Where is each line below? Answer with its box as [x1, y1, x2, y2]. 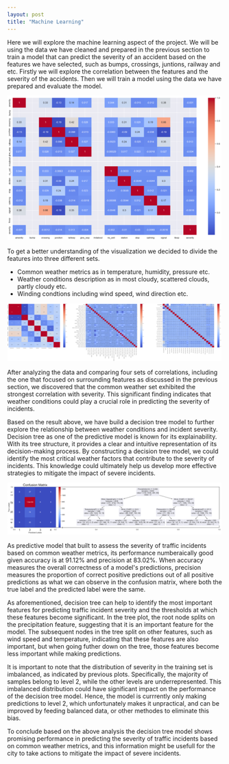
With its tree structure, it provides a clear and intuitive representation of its [7, 439, 217, 448]
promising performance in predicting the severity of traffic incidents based [7, 734, 218, 743]
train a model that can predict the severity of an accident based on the [7, 52, 206, 61]
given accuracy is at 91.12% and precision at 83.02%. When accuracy [7, 556, 204, 564]
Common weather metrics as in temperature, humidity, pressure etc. [16, 268, 210, 276]
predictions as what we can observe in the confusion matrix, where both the [7, 577, 223, 586]
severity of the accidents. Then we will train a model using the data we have [7, 74, 222, 82]
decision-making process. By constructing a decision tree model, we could [7, 447, 219, 455]
